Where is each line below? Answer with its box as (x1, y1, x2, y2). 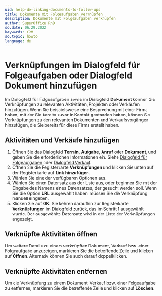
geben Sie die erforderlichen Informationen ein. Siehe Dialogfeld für (12, 154, 147, 160)
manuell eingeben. (12, 195, 49, 201)
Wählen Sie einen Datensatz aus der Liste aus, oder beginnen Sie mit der (12, 180, 157, 186)
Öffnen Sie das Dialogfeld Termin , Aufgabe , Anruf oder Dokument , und (12, 149, 156, 155)
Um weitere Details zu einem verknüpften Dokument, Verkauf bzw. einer (5, 243, 149, 249)
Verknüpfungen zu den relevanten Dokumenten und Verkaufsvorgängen (5, 117, 149, 123)
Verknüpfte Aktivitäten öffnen (5, 230, 98, 238)
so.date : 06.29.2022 (5, 25, 47, 30)
